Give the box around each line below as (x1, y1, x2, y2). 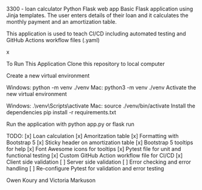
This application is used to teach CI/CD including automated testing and (6, 30, 187, 37)
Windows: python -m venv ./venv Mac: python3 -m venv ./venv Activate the (6, 84, 197, 91)
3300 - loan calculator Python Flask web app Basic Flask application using (6, 5, 193, 12)
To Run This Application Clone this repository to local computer (6, 60, 165, 67)
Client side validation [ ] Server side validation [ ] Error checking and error (6, 158, 192, 166)
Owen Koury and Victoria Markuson (6, 177, 96, 184)
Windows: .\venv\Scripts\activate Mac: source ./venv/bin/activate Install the (6, 102, 196, 109)
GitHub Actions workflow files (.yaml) (6, 37, 100, 43)
